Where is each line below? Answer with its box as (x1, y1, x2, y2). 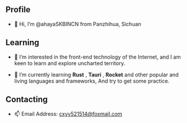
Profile (5, 5, 31, 15)
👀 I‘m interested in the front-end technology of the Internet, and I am (14, 53, 181, 60)
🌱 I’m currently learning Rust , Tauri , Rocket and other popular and (14, 71, 179, 78)
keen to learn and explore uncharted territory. (14, 59, 125, 67)
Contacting (5, 95, 48, 105)
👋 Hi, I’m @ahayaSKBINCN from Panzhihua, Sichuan (14, 20, 141, 27)
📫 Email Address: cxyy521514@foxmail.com (14, 111, 122, 118)
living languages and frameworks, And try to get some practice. (14, 77, 170, 85)
